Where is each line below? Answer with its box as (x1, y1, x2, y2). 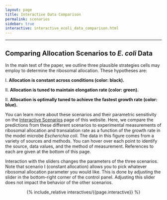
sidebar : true (5, 21, 35, 26)
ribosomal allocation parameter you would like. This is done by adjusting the (5, 169, 161, 175)
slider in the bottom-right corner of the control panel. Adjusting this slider (5, 174, 156, 180)
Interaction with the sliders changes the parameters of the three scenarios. (5, 158, 159, 164)
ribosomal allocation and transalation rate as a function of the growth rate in (5, 127, 161, 133)
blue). (5, 102, 18, 108)
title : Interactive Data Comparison (5, 12, 81, 17)
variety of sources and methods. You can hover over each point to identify (5, 138, 158, 144)
